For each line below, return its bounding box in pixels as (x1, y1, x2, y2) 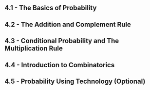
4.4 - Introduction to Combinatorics (4, 60, 115, 69)
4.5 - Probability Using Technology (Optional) (4, 77, 146, 85)
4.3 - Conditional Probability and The (4, 37, 119, 45)
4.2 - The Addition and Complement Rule (4, 20, 131, 29)
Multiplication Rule (4, 45, 63, 53)
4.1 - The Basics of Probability (4, 4, 97, 12)
